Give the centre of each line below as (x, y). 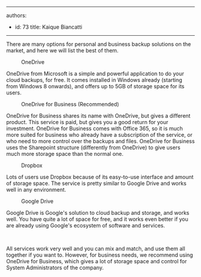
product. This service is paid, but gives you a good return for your (87, 122)
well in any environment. (36, 190)
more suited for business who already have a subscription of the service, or (99, 135)
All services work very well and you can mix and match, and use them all (96, 249)
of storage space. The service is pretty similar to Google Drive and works (96, 183)
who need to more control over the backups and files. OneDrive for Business (100, 141)
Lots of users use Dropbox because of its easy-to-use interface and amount (100, 177)
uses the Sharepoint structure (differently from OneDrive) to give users (93, 147)
